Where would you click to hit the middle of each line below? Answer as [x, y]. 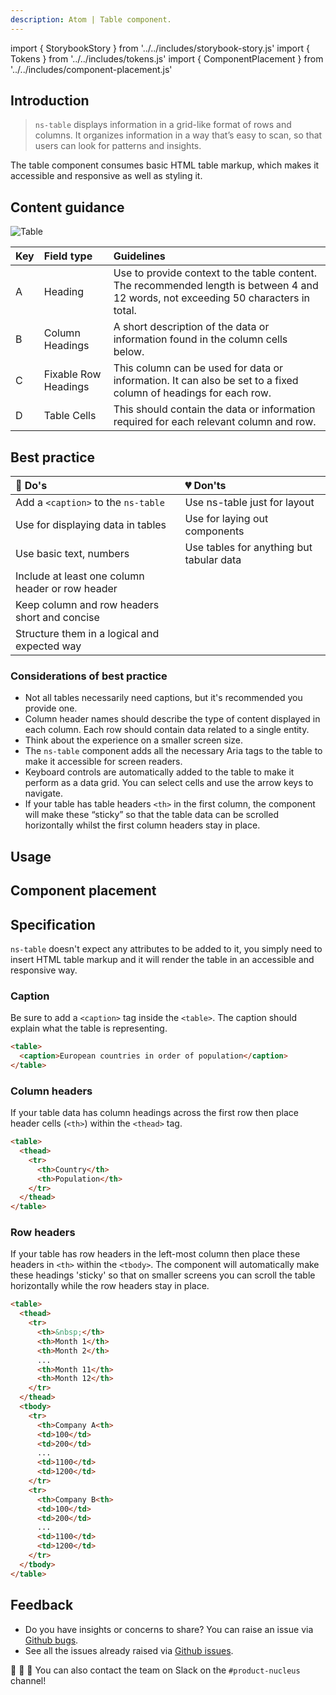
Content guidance [67, 207]
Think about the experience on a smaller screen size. [134, 740]
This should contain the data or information [214, 409]
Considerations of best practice [89, 676]
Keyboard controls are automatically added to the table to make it [159, 772]
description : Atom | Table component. [91, 19]
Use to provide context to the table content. [215, 273]
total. [125, 311]
